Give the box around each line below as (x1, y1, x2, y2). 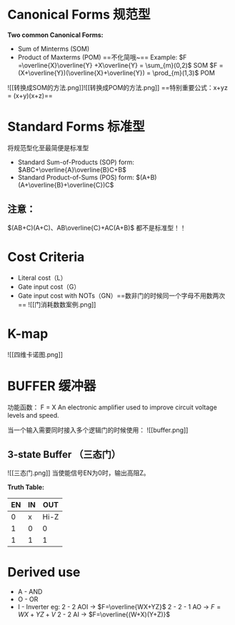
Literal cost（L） (17, 273, 67, 282)
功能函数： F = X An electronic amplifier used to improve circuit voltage (7, 403, 218, 411)
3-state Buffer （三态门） (7, 448, 121, 461)
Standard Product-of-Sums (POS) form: (17, 173, 134, 181)
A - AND (17, 587, 43, 596)
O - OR (17, 595, 39, 604)
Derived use (7, 564, 81, 580)
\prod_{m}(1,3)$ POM (152, 69, 216, 77)
